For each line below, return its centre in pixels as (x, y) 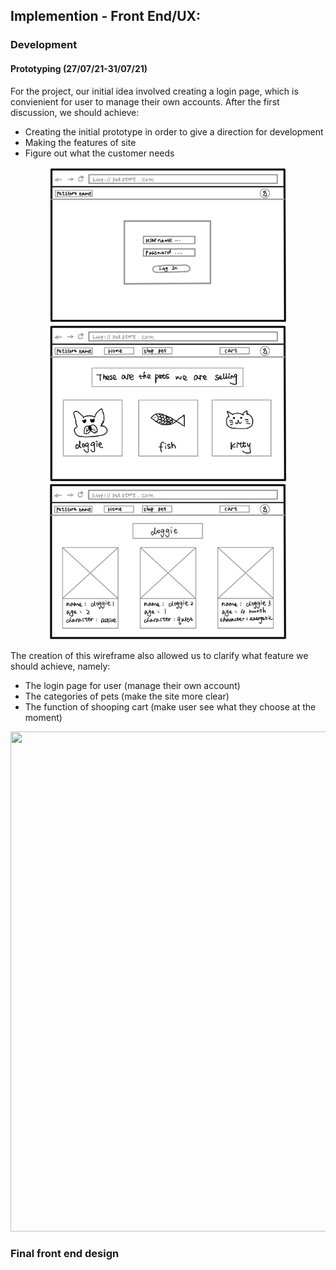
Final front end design (65, 1254)
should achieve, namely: (60, 666)
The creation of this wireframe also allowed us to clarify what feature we (159, 655)
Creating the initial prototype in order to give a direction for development (174, 131)
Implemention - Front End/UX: (106, 16)
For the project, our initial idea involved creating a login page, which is (154, 91)
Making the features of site (80, 142)
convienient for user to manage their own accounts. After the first (145, 101)
